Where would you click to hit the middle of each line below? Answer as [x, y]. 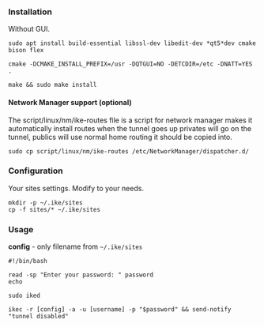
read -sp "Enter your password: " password [81, 275]
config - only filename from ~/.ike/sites [75, 246]
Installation [30, 12]
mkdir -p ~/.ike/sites [45, 203]
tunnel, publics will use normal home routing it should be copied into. [121, 137]
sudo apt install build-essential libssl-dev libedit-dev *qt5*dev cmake [132, 43]
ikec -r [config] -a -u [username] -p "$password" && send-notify [120, 310]
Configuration [36, 171]
